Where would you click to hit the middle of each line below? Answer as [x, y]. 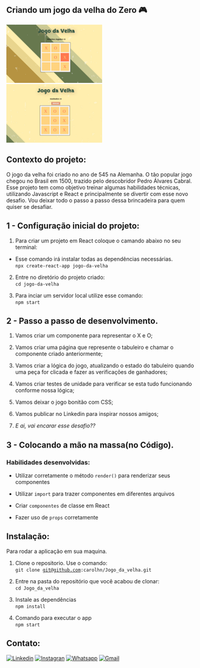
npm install [30, 606]
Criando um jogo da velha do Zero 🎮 [77, 10]
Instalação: [28, 537]
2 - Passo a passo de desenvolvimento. [82, 321]
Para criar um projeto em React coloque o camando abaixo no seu [98, 241]
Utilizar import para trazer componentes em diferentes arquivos [95, 494]
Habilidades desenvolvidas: [48, 462]
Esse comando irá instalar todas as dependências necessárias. [94, 259]
